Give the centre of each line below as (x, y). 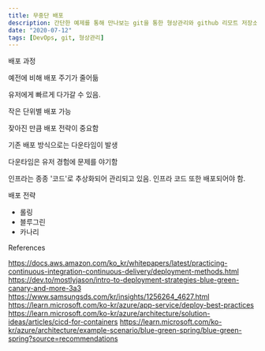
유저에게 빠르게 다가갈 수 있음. (54, 95)
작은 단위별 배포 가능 (40, 111)
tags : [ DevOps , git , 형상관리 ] (56, 38)
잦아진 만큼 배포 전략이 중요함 (54, 128)
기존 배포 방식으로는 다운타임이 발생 (63, 145)
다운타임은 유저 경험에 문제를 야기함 (63, 162)
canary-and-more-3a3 (45, 289)
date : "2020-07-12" (40, 30)
